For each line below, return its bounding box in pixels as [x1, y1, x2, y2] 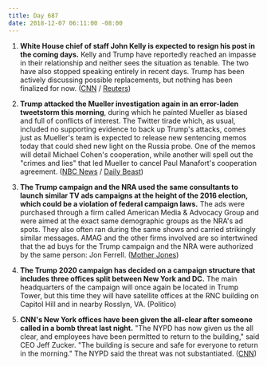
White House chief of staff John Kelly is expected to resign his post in [19, 41, 256, 50]
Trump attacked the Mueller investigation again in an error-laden [19, 99, 239, 108]
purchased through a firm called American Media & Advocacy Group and [19, 207, 259, 217]
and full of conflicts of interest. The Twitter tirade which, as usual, [19, 116, 236, 125]
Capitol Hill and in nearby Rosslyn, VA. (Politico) [19, 299, 177, 309]
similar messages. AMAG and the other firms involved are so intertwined [19, 233, 257, 242]
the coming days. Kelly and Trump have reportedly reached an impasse [19, 49, 257, 59]
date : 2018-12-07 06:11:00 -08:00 [8, 19, 124, 27]
